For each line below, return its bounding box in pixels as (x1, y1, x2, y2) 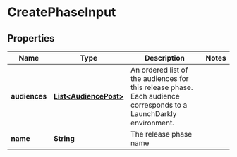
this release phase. (130, 82, 193, 92)
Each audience (130, 92, 180, 101)
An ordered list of (130, 65, 188, 75)
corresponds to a (130, 100, 188, 110)
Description (144, 54, 185, 63)
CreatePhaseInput (7, 4, 116, 20)
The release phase (130, 130, 193, 139)
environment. (130, 118, 175, 127)
